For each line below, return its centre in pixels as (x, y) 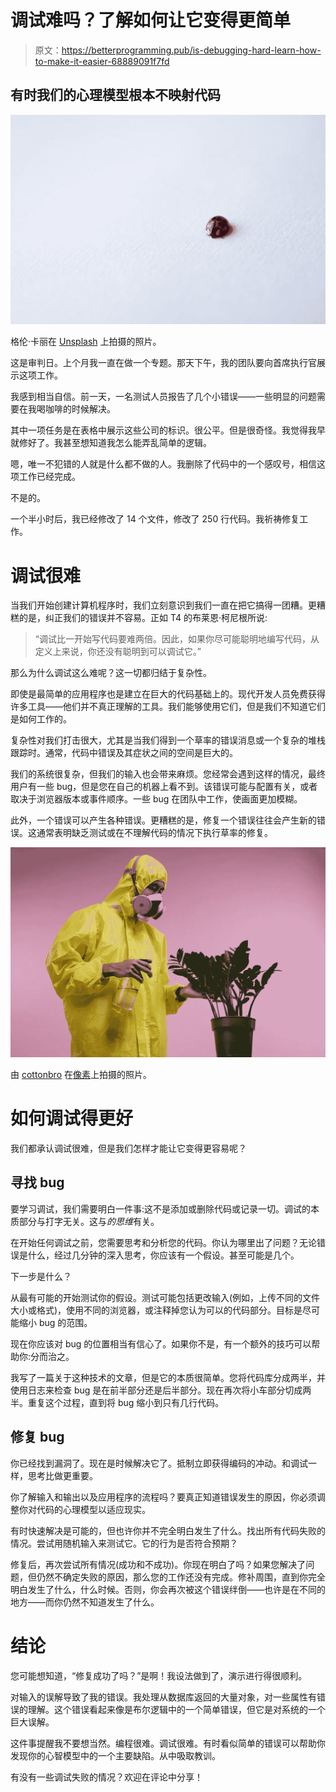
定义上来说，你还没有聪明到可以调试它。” (118, 652)
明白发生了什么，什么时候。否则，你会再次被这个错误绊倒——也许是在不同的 (168, 1589)
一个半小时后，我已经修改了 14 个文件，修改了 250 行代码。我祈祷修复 (155, 519)
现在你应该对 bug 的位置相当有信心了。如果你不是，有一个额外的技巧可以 (161, 1343)
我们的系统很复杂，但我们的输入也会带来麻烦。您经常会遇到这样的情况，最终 (168, 774)
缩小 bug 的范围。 (55, 1322)
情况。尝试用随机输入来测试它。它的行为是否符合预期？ (124, 1543)
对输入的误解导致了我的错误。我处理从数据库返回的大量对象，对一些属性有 (163, 1697)
